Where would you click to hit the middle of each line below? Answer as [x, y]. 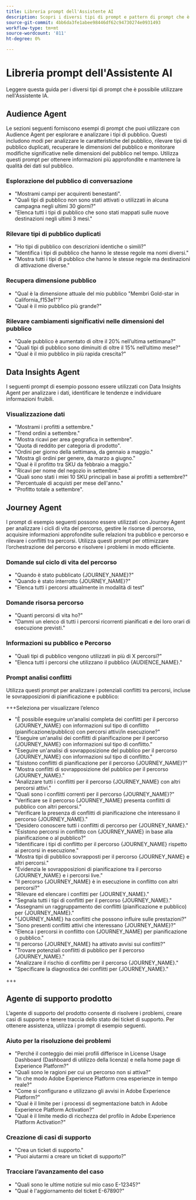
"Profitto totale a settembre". [49, 490]
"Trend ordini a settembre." [47, 433]
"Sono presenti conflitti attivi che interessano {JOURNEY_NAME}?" [95, 926]
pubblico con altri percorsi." [48, 807]
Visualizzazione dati [36, 414]
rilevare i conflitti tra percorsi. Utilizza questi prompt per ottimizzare [87, 541]
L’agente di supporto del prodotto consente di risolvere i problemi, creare [94, 1013]
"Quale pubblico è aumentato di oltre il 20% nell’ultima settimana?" [95, 341]
